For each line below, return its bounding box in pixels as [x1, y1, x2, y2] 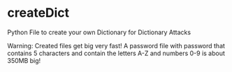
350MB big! [7, 56, 41, 64]
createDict [7, 5, 70, 21]
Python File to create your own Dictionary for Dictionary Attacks [7, 28, 191, 36]
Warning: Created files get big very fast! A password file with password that [7, 41, 226, 50]
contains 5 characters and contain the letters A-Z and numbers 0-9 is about [7, 49, 226, 57]
